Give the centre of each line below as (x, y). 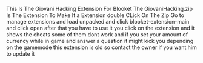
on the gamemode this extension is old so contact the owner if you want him (101, 47)
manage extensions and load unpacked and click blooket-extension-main (98, 22)
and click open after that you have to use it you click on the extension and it (101, 28)
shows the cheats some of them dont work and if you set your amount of (97, 35)
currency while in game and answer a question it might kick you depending (100, 41)
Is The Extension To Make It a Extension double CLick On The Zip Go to (95, 15)
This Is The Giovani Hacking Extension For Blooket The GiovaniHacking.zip (99, 9)
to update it (21, 54)
